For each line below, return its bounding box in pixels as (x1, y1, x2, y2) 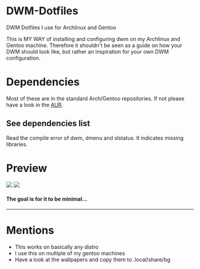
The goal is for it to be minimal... (6, 195, 87, 203)
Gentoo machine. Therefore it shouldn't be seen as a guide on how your (6, 42, 183, 49)
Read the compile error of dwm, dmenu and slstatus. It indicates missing (6, 134, 184, 141)
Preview (6, 161, 48, 175)
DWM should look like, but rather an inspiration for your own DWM (6, 48, 169, 55)
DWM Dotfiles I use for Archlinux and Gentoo (6, 24, 117, 31)
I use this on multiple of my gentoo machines (14, 249, 125, 257)
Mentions (6, 224, 55, 237)
